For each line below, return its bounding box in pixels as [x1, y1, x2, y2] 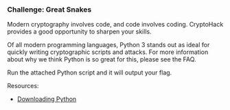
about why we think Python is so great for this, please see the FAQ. [7, 55, 197, 64]
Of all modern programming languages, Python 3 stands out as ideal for [7, 41, 210, 49]
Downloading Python [16, 95, 77, 103]
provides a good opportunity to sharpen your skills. [7, 27, 152, 36]
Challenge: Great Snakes [7, 5, 92, 14]
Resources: [7, 82, 39, 90]
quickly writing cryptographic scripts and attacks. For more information [7, 48, 209, 56]
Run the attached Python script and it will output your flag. [7, 68, 172, 77]
